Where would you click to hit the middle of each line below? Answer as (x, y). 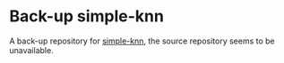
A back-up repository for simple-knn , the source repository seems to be (142, 41)
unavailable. (31, 50)
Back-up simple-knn (86, 16)
